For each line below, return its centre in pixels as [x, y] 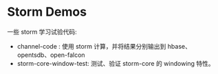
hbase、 [179, 46]
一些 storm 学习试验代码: [42, 32]
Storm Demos [47, 12]
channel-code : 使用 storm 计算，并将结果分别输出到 [91, 46]
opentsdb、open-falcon [51, 55]
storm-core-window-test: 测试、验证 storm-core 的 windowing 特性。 [116, 63]
